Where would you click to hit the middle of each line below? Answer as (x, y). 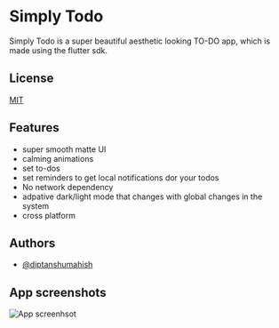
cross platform (48, 215)
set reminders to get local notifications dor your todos (120, 177)
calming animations (58, 158)
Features (34, 128)
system (36, 205)
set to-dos (41, 168)
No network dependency (68, 187)
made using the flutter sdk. (59, 50)
